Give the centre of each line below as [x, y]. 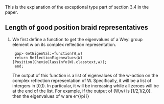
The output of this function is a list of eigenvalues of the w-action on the [85, 75]
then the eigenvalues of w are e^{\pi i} [51, 96]
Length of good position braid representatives [77, 28]
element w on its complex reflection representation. [64, 44]
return [21, 58]
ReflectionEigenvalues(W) [56, 58]
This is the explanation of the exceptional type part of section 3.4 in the [77, 7]
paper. [12, 12]
